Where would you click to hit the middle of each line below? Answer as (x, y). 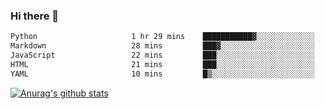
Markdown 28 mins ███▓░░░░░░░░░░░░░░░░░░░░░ (162, 46)
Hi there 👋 (35, 16)
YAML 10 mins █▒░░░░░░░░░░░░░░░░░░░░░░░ (162, 74)
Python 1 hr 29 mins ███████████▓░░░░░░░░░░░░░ (162, 37)
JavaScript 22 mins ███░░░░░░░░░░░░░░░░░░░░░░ (162, 55)
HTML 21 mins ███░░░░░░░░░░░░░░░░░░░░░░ (162, 64)
